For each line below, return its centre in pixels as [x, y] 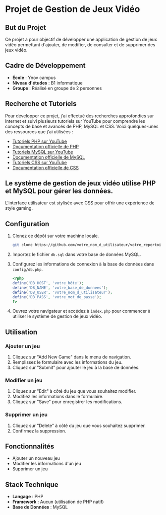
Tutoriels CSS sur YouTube [40, 162]
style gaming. [19, 208]
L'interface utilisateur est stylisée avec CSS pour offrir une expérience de [80, 203]
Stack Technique [32, 484]
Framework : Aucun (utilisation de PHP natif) [58, 502]
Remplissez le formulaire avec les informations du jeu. [67, 362]
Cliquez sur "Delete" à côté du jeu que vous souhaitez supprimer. [79, 426]
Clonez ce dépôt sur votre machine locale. [55, 236]
